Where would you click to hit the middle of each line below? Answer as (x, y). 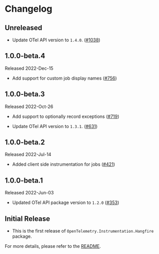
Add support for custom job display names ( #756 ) (64, 78)
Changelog (29, 9)
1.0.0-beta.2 (25, 143)
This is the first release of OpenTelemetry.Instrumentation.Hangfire (83, 231)
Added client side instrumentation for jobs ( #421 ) (63, 164)
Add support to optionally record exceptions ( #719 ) (66, 116)
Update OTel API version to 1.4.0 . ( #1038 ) (56, 40)
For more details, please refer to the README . (53, 246)
